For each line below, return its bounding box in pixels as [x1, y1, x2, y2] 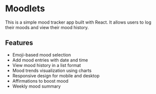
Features [5, 39, 33, 47]
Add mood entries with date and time [12, 57, 88, 63]
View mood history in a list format [12, 62, 81, 68]
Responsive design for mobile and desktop [12, 72, 100, 79]
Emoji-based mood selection [12, 52, 71, 58]
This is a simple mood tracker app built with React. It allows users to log [5, 19, 152, 25]
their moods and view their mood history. [5, 24, 89, 30]
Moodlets [5, 3, 46, 14]
